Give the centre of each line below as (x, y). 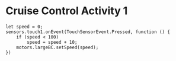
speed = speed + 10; (52, 42)
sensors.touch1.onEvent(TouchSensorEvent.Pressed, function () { (88, 32)
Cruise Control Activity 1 (67, 11)
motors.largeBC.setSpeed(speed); (57, 47)
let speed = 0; (24, 27)
